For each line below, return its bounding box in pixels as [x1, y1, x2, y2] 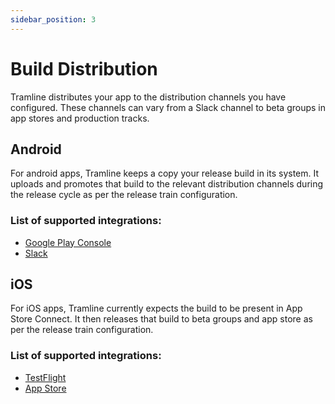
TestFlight [24, 371, 67, 383]
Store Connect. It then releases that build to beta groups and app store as [10, 313, 313, 325]
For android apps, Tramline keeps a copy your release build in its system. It [10, 167, 320, 180]
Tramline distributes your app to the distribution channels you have [10, 91, 287, 103]
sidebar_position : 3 [10, 14, 97, 25]
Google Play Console [24, 236, 112, 248]
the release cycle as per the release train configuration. [10, 189, 238, 201]
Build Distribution [10, 57, 158, 80]
